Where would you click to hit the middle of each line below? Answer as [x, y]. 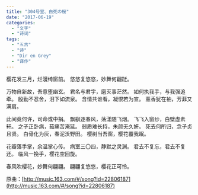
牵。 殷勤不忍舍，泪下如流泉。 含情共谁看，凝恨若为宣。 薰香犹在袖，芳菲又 [99, 99]
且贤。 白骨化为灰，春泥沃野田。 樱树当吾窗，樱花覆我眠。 [78, 133]
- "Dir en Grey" [31, 56]
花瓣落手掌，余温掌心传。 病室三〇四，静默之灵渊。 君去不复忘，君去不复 [96, 146]
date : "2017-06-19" [30, 17]
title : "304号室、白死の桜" [38, 12]
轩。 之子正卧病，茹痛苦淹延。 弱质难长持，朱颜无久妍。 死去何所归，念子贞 [99, 126]
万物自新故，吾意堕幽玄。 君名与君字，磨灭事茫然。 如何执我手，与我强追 [96, 91]
